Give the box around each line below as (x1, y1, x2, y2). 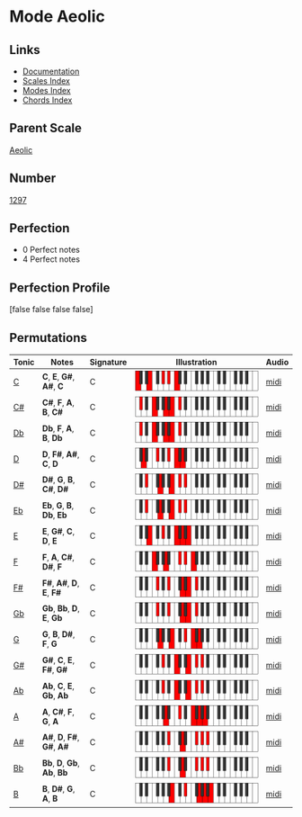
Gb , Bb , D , (41, 603, 80, 614)
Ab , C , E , (41, 680, 75, 691)
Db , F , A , (41, 423, 75, 434)
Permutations (9, 330, 87, 346)
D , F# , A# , (41, 448, 80, 460)
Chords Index (22, 94, 73, 105)
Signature (89, 356, 128, 367)
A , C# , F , (41, 706, 75, 717)
